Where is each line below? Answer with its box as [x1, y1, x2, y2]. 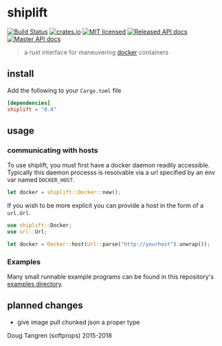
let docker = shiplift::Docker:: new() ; [7, 189, 122, 196]
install [7, 68, 34, 80]
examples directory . [7, 279, 63, 288]
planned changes [7, 300, 84, 312]
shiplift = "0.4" [7, 106, 57, 113]
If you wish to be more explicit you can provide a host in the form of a [7, 201, 204, 210]
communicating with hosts [7, 146, 98, 155]
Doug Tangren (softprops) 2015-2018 [7, 331, 112, 339]
